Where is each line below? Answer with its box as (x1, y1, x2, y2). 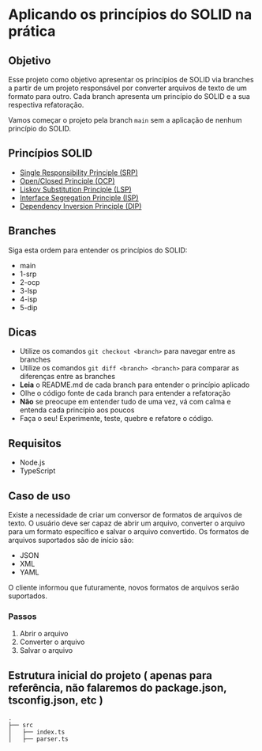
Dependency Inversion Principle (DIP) (19, 201, 142, 211)
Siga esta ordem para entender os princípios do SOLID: (8, 245, 188, 255)
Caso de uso (8, 489, 71, 503)
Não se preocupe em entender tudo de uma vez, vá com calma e (19, 397, 231, 407)
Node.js (19, 457, 46, 468)
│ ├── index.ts (8, 728, 65, 737)
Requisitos (8, 437, 62, 450)
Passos (8, 611, 37, 622)
